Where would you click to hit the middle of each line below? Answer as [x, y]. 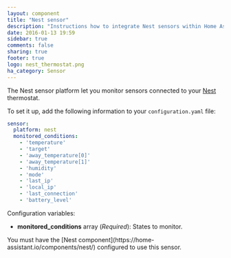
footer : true [26, 58]
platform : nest [35, 130]
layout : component [33, 13]
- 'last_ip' [36, 181]
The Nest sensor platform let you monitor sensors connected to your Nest [112, 91]
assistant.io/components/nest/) [52, 247]
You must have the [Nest [42, 239]
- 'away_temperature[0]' [55, 155]
